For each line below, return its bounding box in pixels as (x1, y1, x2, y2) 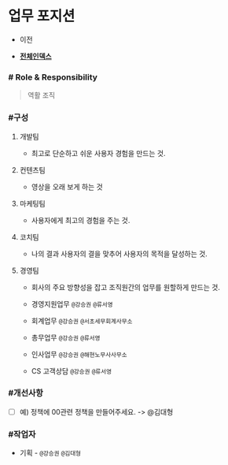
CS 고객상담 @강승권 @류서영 (31, 366, 112, 375)
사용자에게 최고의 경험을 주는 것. (31, 215, 131, 225)
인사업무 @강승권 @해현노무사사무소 (31, 349, 127, 359)
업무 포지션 (8, 7, 75, 25)
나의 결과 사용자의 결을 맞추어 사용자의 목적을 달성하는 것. (31, 249, 208, 259)
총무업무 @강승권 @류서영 (31, 333, 101, 342)
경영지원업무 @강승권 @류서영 (31, 299, 113, 308)
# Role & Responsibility (8, 72, 98, 83)
